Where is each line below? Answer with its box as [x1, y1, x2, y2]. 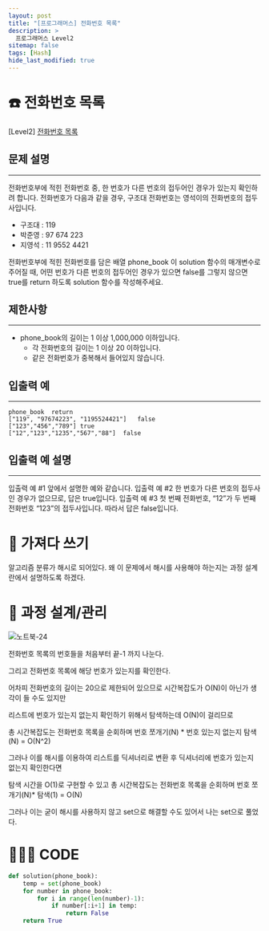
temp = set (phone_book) [22, 880, 102, 888]
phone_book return [8, 409, 74, 417]
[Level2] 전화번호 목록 [8, 126, 78, 136]
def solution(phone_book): [8, 872, 98, 880]
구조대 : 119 [19, 220, 56, 230]
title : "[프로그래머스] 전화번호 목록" [8, 19, 122, 27]
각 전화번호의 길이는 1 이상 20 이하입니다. [31, 343, 162, 353]
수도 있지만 [31, 693, 66, 702]
